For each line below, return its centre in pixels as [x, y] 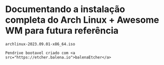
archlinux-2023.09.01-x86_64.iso [40, 44]
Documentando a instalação [65, 9]
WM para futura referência [62, 31]
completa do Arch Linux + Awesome [82, 20]
